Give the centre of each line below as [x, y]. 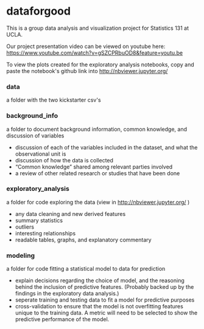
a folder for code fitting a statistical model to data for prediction [86, 269]
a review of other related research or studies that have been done [97, 173]
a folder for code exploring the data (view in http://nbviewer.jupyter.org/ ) [98, 202]
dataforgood [39, 11]
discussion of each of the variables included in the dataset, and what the [106, 147]
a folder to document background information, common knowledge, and [97, 129]
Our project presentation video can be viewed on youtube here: [86, 46]
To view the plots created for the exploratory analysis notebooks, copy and [100, 64]
